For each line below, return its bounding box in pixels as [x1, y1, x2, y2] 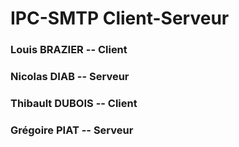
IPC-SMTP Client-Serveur [10, 7, 230, 30]
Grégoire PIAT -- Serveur [10, 123, 134, 137]
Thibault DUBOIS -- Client [10, 96, 138, 110]
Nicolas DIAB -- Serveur [10, 70, 130, 84]
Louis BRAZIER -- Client [10, 43, 128, 57]
